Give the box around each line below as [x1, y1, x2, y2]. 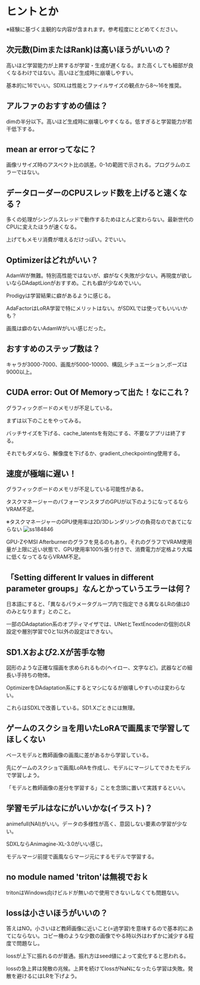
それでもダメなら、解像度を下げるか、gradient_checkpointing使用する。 [6, 449, 183, 456]
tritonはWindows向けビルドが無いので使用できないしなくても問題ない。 [6, 889, 183, 896]
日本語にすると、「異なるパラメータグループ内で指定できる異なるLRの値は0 [6, 601, 190, 608]
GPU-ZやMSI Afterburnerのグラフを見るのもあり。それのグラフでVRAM [6, 539, 182, 546]
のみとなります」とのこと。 [6, 608, 74, 615]
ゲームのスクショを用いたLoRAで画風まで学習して [6, 723, 190, 733]
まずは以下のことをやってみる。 [6, 417, 85, 424]
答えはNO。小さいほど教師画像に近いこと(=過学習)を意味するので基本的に [6, 925, 189, 932]
